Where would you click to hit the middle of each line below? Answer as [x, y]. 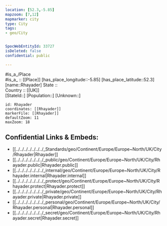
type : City [16, 24]
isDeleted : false [23, 51]
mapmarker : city [22, 19]
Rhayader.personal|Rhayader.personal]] [53, 208]
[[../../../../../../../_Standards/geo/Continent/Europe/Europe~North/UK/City [87, 149]
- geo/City [16, 33]
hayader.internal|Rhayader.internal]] [49, 176]
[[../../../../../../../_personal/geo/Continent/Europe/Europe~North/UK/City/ [86, 202]
